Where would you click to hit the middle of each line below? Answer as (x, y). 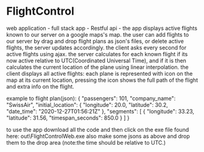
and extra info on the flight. (40, 86)
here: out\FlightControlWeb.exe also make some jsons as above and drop (98, 136)
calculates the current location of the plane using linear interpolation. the (97, 67)
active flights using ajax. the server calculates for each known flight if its (97, 54)
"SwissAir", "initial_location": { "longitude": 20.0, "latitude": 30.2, (87, 104)
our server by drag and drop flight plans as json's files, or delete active (95, 41)
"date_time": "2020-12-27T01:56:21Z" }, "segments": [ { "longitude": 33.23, (100, 111)
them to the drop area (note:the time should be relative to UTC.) (86, 142)
